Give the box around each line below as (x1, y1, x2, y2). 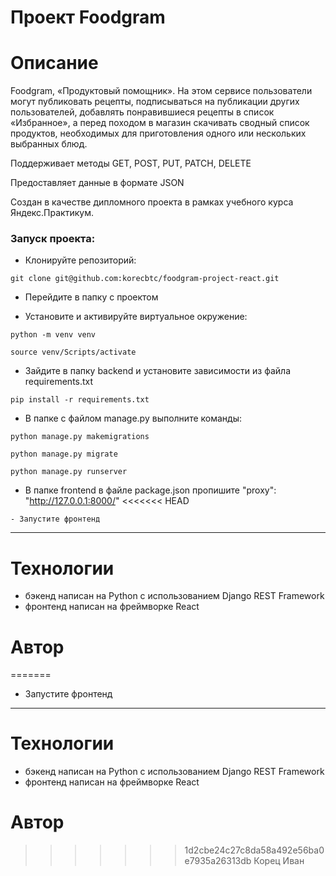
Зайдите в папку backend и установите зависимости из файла (24, 365, 291, 377)
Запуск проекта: (10, 232, 96, 246)
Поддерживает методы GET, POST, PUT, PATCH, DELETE (10, 157, 252, 170)
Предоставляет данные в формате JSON (10, 177, 185, 189)
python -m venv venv (10, 330, 97, 340)
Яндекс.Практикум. (10, 207, 94, 219)
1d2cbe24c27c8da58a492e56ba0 (184, 844, 325, 856)
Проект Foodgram (10, 6, 166, 29)
